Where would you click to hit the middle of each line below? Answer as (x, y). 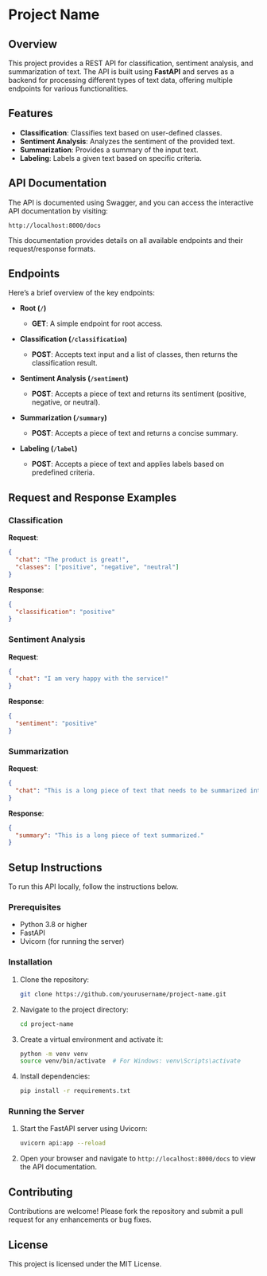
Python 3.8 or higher (53, 925)
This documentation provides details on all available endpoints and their (126, 240)
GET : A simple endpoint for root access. (97, 323)
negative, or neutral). (66, 402)
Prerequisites (35, 907)
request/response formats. (52, 249)
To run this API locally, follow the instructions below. (93, 887)
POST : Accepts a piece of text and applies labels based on (128, 464)
